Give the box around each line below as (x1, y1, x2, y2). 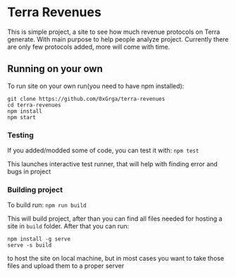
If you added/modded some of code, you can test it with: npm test (7, 146, 199, 155)
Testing (7, 130, 34, 140)
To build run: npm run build (7, 201, 87, 209)
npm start (7, 113, 37, 121)
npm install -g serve (7, 235, 71, 243)
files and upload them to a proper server (7, 261, 125, 270)
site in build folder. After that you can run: (7, 222, 130, 230)
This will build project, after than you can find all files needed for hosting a (7, 214, 223, 223)
